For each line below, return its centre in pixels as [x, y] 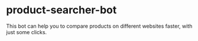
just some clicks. [27, 32]
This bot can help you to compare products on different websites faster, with [99, 26]
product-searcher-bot [61, 10]
